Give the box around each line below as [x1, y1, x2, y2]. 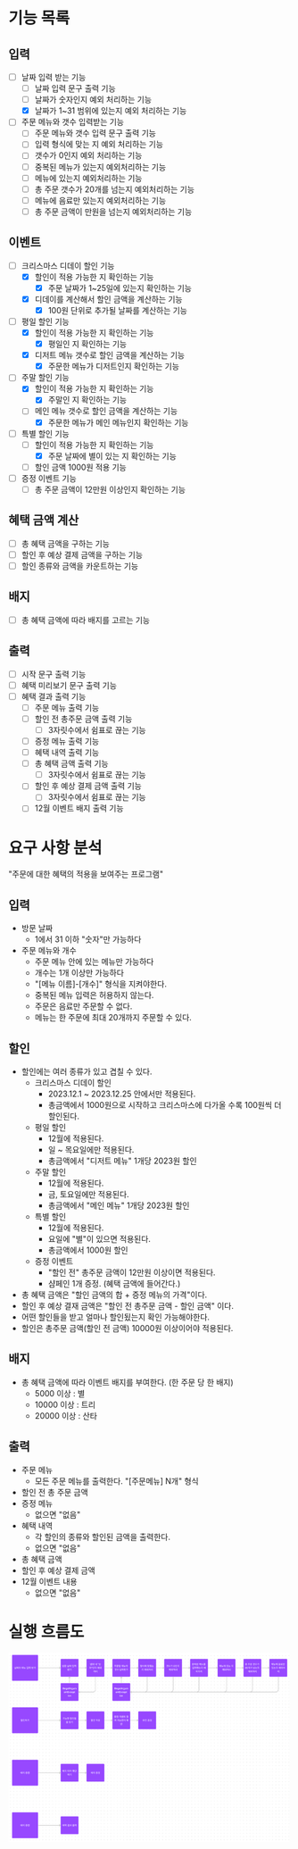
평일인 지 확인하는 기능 [47, 338, 127, 349]
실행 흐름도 [8, 1621, 85, 1642]
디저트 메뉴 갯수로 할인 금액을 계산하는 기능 [34, 350, 185, 361]
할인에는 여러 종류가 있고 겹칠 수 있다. [21, 1066, 153, 1077]
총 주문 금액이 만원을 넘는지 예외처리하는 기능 [34, 206, 193, 217]
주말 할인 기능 [21, 372, 70, 383]
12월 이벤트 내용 [21, 1576, 78, 1587]
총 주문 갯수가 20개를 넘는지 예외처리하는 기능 [34, 184, 195, 195]
